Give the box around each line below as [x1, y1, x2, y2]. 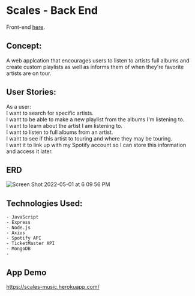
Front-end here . [6, 23, 45, 31]
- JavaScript [6, 214, 39, 220]
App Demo [6, 267, 47, 277]
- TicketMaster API [6, 241, 55, 247]
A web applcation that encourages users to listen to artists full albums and [6, 56, 190, 64]
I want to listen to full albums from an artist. [6, 128, 113, 136]
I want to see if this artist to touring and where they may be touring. [6, 134, 173, 142]
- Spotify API [6, 235, 42, 241]
